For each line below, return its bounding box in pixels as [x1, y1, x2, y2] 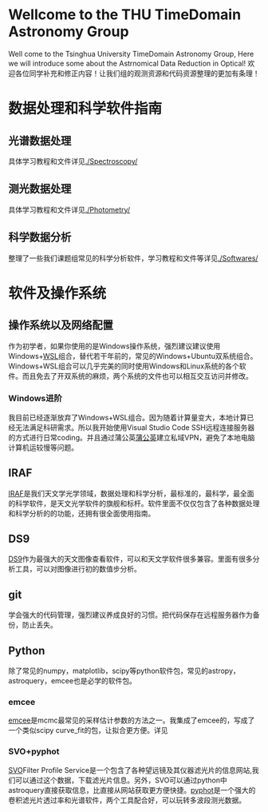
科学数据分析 [8, 230, 72, 245]
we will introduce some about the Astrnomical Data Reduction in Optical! [8, 58, 246, 68]
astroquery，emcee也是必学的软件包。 [8, 676, 137, 686]
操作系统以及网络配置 [8, 318, 113, 332]
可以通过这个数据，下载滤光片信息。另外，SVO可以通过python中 [14, 775, 227, 785]
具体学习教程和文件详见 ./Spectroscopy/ [8, 156, 138, 165]
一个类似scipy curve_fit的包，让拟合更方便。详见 [8, 726, 168, 735]
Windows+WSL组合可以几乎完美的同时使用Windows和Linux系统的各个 [8, 361, 239, 371]
